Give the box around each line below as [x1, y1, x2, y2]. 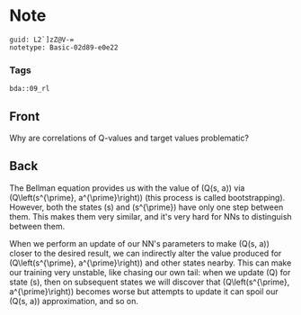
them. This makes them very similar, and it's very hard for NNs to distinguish [9, 211, 292, 221]
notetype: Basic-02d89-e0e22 [9, 42, 119, 52]
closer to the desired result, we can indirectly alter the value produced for [9, 247, 282, 258]
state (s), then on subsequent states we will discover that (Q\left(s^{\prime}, [9, 276, 290, 287]
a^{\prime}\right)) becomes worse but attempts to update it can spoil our [9, 285, 279, 297]
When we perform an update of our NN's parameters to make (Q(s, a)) [9, 238, 270, 248]
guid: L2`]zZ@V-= [9, 35, 75, 44]
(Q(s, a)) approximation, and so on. [9, 295, 139, 306]
